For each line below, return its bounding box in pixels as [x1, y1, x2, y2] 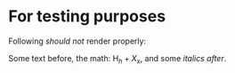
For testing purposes [8, 6, 166, 27]
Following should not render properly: [8, 36, 147, 46]
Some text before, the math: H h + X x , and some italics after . [8, 53, 227, 66]
